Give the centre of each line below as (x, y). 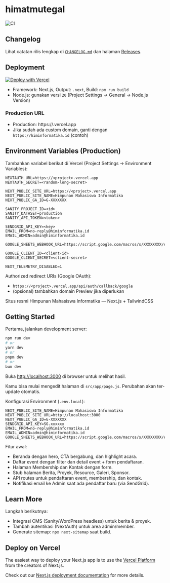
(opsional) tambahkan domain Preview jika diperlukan (68, 291)
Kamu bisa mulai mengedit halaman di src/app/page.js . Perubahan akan (81, 386)
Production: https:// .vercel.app (45, 124)
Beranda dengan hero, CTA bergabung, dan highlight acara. (75, 456)
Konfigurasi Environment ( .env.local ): (45, 401)
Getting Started (30, 317)
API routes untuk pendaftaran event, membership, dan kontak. (77, 478)
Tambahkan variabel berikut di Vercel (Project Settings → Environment (78, 163)
